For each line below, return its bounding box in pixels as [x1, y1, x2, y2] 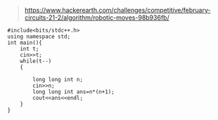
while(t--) [20, 58, 52, 65]
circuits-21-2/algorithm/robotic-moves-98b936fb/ [24, 13, 170, 22]
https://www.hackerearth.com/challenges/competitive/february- [24, 6, 211, 14]
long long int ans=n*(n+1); [32, 88, 115, 95]
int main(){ [7, 39, 42, 46]
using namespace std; [7, 33, 71, 40]
